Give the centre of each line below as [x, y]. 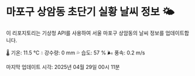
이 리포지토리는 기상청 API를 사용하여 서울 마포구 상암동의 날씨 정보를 [85, 33]
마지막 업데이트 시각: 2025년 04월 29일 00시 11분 [63, 67]
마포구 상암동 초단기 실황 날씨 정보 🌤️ [90, 12]
